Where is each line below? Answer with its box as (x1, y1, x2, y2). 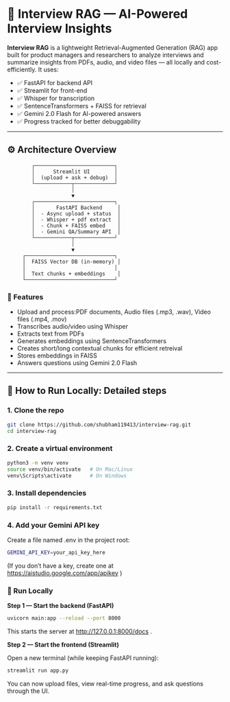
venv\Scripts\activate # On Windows (7, 472, 127, 479)
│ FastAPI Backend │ (31, 204, 121, 211)
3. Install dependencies (7, 489, 87, 498)
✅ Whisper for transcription (16, 94, 95, 102)
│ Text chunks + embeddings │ (22, 270, 121, 277)
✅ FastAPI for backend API (16, 78, 93, 86)
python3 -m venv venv (7, 459, 69, 466)
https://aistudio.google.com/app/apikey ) (7, 569, 123, 577)
